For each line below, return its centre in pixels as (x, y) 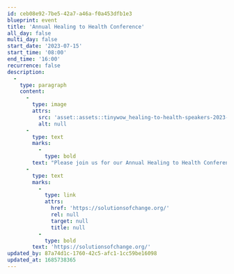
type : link (60, 195)
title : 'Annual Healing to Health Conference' (76, 26)
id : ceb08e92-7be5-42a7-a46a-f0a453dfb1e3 (70, 14)
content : (32, 91)
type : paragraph (44, 85)
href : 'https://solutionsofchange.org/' (110, 208)
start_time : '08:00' (37, 53)
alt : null (53, 124)
